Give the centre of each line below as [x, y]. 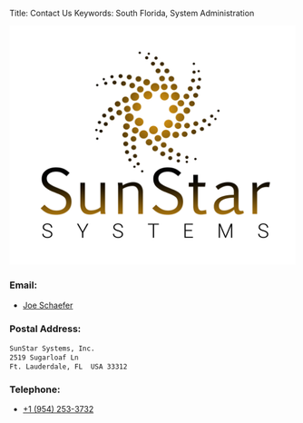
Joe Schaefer [48, 305]
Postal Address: [45, 329]
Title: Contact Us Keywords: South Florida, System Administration [132, 13]
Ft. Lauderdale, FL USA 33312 [68, 367]
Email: [24, 285]
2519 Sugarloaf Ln [44, 358]
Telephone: [35, 389]
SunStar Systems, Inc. [52, 349]
